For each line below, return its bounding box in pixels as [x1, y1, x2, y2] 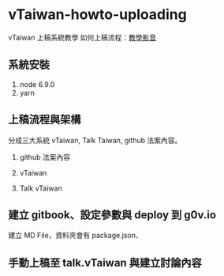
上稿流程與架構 [8, 113, 81, 127]
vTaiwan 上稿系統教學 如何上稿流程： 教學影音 [8, 32, 157, 42]
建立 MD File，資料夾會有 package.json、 [8, 231, 144, 240]
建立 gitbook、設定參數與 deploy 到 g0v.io [8, 208, 217, 221]
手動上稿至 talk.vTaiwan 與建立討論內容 [8, 255, 203, 270]
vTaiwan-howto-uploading [8, 6, 187, 24]
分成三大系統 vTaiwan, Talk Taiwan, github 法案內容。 [8, 135, 182, 145]
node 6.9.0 [19, 79, 55, 89]
